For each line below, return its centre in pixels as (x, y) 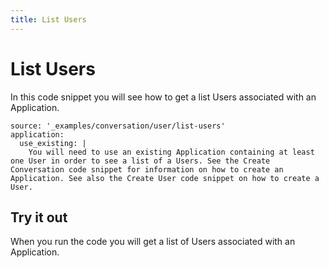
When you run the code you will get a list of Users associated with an (153, 242)
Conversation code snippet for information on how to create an (147, 169)
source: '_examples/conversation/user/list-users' (118, 126)
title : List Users (48, 19)
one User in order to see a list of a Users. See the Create (140, 161)
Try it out (39, 217)
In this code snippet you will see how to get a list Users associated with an (163, 97)
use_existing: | (53, 143)
